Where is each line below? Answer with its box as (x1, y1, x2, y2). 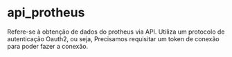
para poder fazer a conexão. (7, 42, 89, 50)
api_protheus (7, 5, 85, 21)
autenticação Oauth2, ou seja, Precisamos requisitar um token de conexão (7, 34, 220, 43)
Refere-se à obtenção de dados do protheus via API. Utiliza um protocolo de (7, 27, 225, 36)
